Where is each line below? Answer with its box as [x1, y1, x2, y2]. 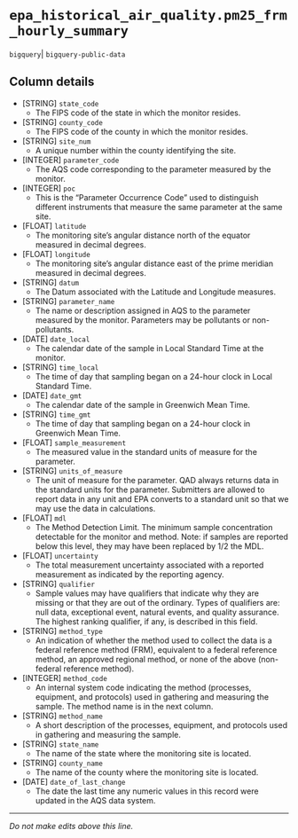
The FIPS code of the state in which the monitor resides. [35, 107, 241, 118]
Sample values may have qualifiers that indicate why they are [35, 588, 260, 599]
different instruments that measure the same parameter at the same [35, 201, 283, 212]
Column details [9, 74, 95, 90]
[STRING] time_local [21, 362, 99, 372]
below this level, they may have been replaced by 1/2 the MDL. [35, 540, 264, 552]
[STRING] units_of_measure [21, 465, 123, 476]
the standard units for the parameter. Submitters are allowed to [35, 484, 265, 495]
